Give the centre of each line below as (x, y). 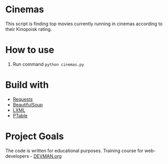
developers (17, 156)
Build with (27, 85)
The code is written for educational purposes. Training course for (74, 151)
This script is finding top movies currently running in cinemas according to (84, 24)
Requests (23, 99)
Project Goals (35, 136)
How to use (30, 50)
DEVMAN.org (47, 156)
